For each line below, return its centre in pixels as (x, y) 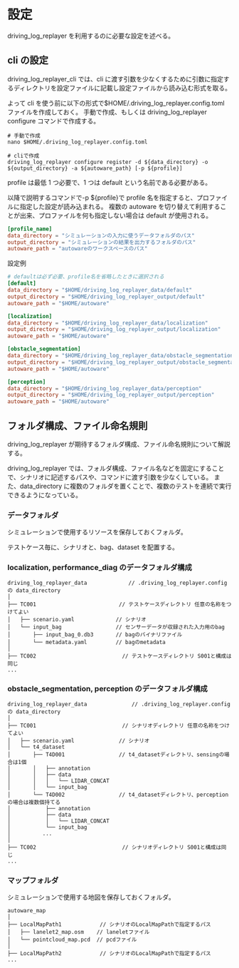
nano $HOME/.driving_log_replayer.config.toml (78, 142)
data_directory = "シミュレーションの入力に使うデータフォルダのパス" (101, 235)
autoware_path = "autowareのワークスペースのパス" (78, 249)
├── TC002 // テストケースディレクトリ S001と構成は (119, 656)
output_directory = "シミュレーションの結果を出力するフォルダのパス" (102, 242)
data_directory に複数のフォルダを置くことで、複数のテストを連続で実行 (126, 486)
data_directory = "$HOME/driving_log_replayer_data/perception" (105, 388)
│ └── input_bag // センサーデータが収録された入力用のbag (116, 627)
